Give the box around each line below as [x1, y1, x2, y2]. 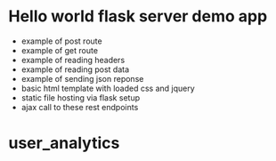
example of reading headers [20, 54, 126, 65]
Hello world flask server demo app [8, 6, 268, 27]
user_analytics [8, 133, 120, 153]
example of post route [20, 36, 103, 46]
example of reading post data [20, 64, 130, 75]
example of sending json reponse [20, 73, 144, 84]
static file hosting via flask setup [20, 92, 140, 103]
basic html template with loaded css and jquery [20, 83, 195, 93]
